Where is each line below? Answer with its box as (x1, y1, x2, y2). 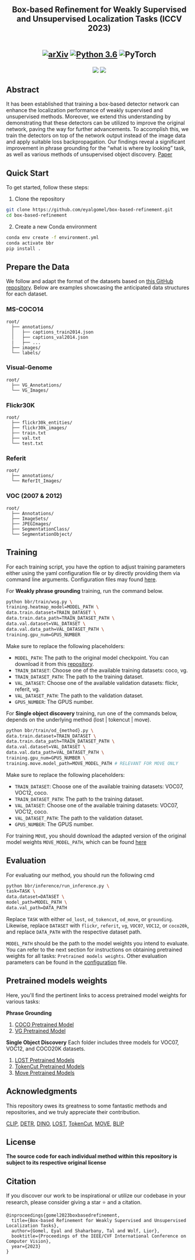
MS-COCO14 (6, 305, 44, 313)
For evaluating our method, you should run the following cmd (6, 871, 155, 878)
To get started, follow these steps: (6, 184, 90, 191)
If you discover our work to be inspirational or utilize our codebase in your (6, 1192, 186, 1199)
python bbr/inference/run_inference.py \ (6, 883, 110, 889)
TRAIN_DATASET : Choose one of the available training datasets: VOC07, (14, 783, 184, 790)
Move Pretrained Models (14, 1069, 75, 1076)
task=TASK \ (6, 888, 35, 894)
